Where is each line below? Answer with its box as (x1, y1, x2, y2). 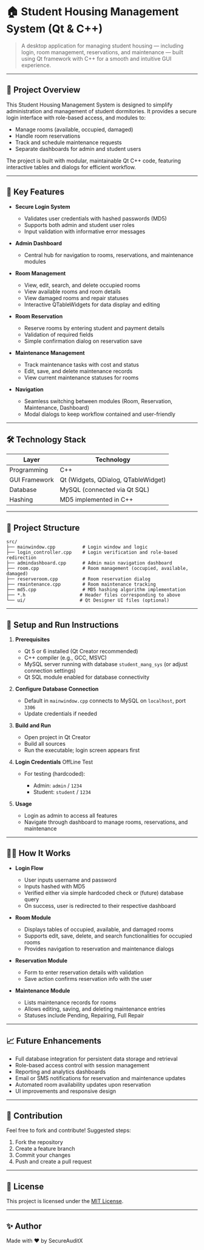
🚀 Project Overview (6, 85, 81, 95)
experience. (21, 61, 52, 69)
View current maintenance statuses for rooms (24, 374, 139, 381)
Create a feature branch (15, 1145, 75, 1153)
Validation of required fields (24, 331, 93, 338)
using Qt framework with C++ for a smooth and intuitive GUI (21, 55, 172, 62)
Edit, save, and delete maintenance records (24, 367, 133, 374)
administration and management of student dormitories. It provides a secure (6, 107, 197, 114)
